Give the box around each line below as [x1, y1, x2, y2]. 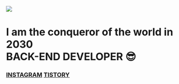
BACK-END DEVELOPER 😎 [6, 50, 136, 63]
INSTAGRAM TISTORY [6, 71, 70, 79]
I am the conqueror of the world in [6, 25, 174, 39]
